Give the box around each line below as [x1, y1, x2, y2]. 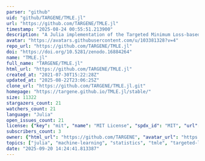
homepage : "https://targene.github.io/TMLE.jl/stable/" [6, 89, 151, 95]
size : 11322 [6, 94, 37, 100]
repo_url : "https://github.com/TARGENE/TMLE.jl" [6, 43, 132, 50]
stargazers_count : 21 [6, 100, 62, 106]
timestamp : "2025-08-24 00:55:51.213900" [6, 26, 113, 32]
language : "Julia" [6, 111, 53, 118]
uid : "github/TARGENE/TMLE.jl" [6, 15, 86, 21]
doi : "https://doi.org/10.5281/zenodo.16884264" [6, 49, 132, 55]
